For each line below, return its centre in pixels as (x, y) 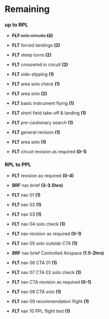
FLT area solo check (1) (36, 84)
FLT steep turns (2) (32, 55)
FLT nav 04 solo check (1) (38, 224)
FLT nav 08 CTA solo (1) (36, 292)
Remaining (27, 9)
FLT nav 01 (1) (26, 195)
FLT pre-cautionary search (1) (42, 123)
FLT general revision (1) (36, 132)
